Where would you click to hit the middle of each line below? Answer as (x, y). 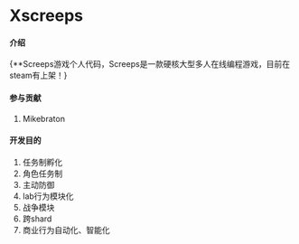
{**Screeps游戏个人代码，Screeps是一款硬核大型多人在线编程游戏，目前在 (150, 64)
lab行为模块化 (48, 196)
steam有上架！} (38, 75)
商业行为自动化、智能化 (66, 230)
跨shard (37, 219)
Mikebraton (44, 118)
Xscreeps (47, 16)
